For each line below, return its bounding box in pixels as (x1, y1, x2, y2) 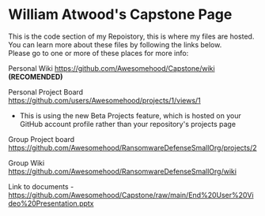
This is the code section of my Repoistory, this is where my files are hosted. (8, 32, 255, 41)
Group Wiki (8, 158, 45, 167)
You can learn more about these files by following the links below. (8, 39, 222, 49)
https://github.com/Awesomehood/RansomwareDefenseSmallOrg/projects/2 (8, 143, 257, 152)
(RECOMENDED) (8, 72, 63, 81)
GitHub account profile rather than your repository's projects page (19, 119, 236, 128)
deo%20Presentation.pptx (8, 199, 94, 208)
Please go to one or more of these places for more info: (8, 48, 189, 58)
